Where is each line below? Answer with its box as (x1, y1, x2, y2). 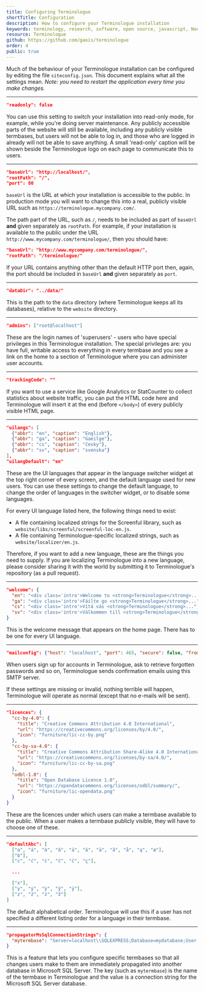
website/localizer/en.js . (15, 538, 80, 546)
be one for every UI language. (6, 632, 81, 640)
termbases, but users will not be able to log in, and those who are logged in (6, 132, 195, 140)
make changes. (6, 84, 46, 92)
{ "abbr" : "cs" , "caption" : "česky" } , (12, 442, 107, 448)
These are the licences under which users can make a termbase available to (6, 810, 197, 818)
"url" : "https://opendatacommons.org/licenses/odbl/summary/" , (17, 783, 181, 789)
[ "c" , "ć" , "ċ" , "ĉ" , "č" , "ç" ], (12, 858, 97, 864)
